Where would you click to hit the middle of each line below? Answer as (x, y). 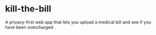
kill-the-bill (28, 9)
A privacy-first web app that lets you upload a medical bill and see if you (78, 22)
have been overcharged (29, 27)
